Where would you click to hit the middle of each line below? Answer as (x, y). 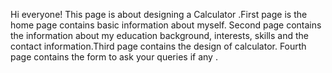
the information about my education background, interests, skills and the (159, 35)
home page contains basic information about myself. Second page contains (166, 25)
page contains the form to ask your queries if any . (114, 57)
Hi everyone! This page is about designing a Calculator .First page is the (159, 14)
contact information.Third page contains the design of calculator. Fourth (158, 46)
